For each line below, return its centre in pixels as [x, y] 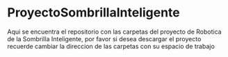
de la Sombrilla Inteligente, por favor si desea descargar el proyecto [104, 38]
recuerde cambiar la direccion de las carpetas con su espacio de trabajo [111, 46]
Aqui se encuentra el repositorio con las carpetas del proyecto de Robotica [114, 32]
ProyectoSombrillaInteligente [94, 13]
